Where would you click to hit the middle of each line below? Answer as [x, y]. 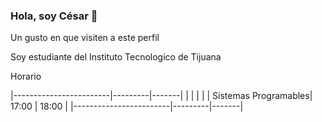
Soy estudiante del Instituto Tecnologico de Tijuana [116, 57]
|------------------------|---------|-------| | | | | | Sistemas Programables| [161, 96]
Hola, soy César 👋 [54, 16]
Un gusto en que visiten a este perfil [85, 38]
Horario [26, 76]
